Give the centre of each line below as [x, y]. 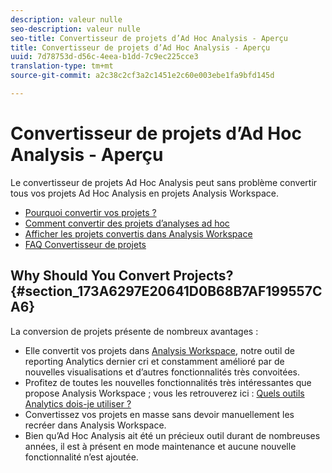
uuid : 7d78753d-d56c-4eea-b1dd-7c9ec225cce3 [104, 57]
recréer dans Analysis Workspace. [95, 425]
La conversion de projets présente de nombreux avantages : [134, 331]
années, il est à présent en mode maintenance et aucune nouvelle [160, 446]
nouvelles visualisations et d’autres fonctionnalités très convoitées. [162, 372]
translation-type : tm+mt [62, 66]
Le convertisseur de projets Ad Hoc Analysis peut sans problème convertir [164, 182]
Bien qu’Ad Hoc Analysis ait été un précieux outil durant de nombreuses [172, 435]
